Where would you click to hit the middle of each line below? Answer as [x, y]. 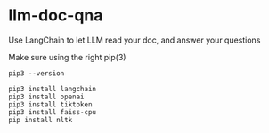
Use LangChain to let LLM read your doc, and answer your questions [134, 40]
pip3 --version [37, 73]
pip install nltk [41, 120]
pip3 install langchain [53, 89]
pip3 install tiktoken [50, 104]
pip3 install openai [47, 97]
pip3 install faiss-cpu [53, 112]
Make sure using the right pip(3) [67, 57]
